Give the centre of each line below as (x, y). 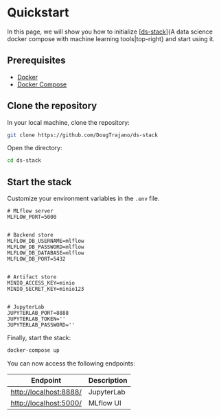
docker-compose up (33, 350)
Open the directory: (35, 148)
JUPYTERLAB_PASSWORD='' (41, 325)
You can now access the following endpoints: (71, 364)
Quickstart (38, 13)
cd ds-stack (24, 160)
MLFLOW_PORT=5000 (32, 217)
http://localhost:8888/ (46, 392)
